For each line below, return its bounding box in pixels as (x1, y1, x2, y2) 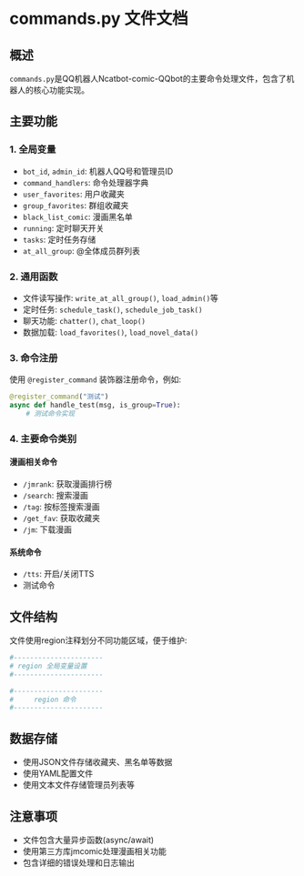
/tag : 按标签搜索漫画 (22, 501, 100, 512)
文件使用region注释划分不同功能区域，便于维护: (9, 635, 187, 646)
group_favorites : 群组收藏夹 (22, 199, 129, 210)
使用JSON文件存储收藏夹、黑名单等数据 (22, 757, 173, 768)
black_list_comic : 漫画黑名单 (22, 211, 134, 222)
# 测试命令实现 (25, 409, 76, 418)
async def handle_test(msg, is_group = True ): (9, 401, 181, 410)
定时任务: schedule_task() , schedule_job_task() (22, 304, 203, 315)
